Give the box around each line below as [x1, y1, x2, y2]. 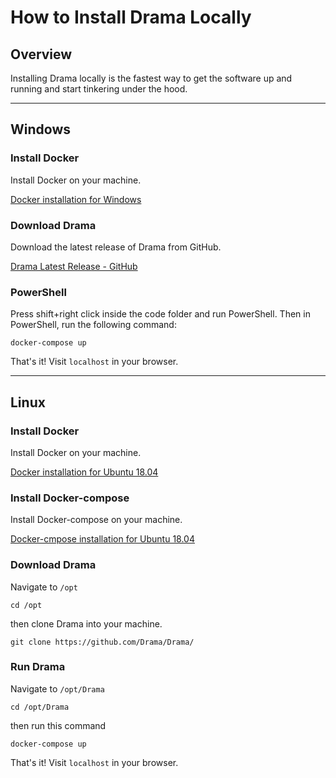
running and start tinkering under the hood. [10, 83, 188, 95]
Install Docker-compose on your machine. [10, 514, 183, 526]
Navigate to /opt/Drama [10, 682, 105, 695]
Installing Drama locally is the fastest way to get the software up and [10, 72, 293, 84]
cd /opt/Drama [10, 702, 70, 712]
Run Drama [10, 660, 66, 674]
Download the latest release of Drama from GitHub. [10, 241, 222, 253]
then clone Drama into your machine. [10, 617, 163, 630]
